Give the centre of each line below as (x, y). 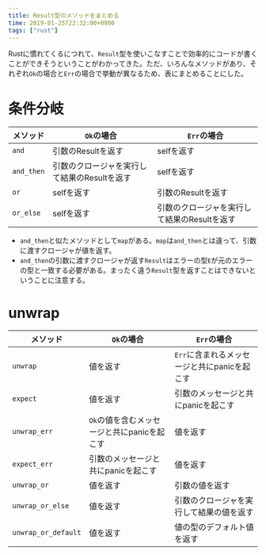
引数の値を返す (202, 486)
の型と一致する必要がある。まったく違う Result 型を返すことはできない (134, 270)
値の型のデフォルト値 (214, 527)
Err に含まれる (200, 355)
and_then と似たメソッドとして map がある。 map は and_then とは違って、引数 (138, 241)
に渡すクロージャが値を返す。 (68, 251)
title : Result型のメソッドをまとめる (64, 15)
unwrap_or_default (47, 533)
